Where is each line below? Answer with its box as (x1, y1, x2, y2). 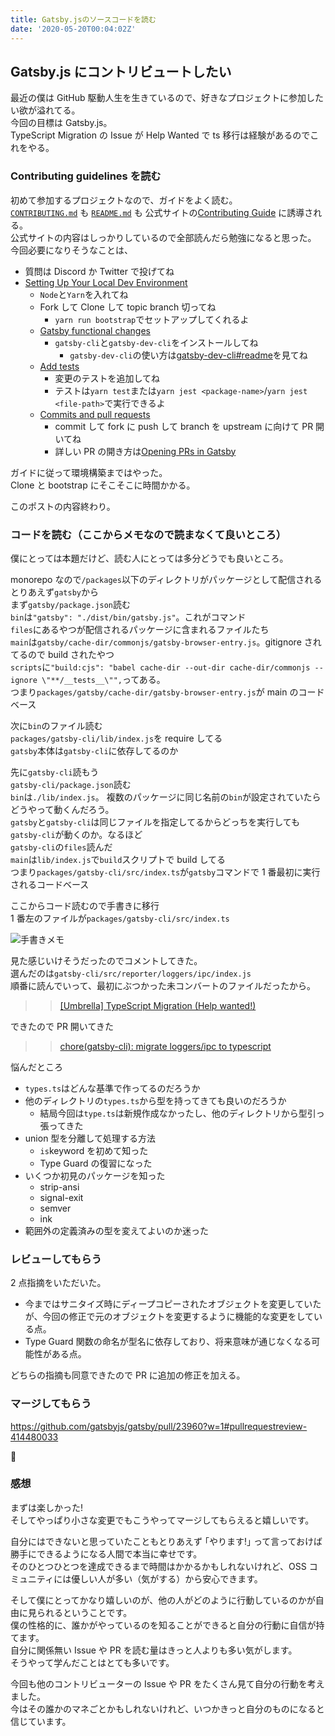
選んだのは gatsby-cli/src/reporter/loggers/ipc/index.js (10, 967, 252, 979)
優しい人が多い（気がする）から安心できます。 (71, 1572, 263, 1585)
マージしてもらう (10, 1397, 92, 1411)
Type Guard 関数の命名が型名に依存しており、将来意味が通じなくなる (24, 1336, 312, 1348)
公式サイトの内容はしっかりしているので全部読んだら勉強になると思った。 (10, 231, 317, 243)
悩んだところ (10, 1061, 63, 1073)
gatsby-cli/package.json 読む (10, 778, 132, 790)
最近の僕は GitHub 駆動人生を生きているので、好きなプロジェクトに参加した (10, 92, 324, 104)
